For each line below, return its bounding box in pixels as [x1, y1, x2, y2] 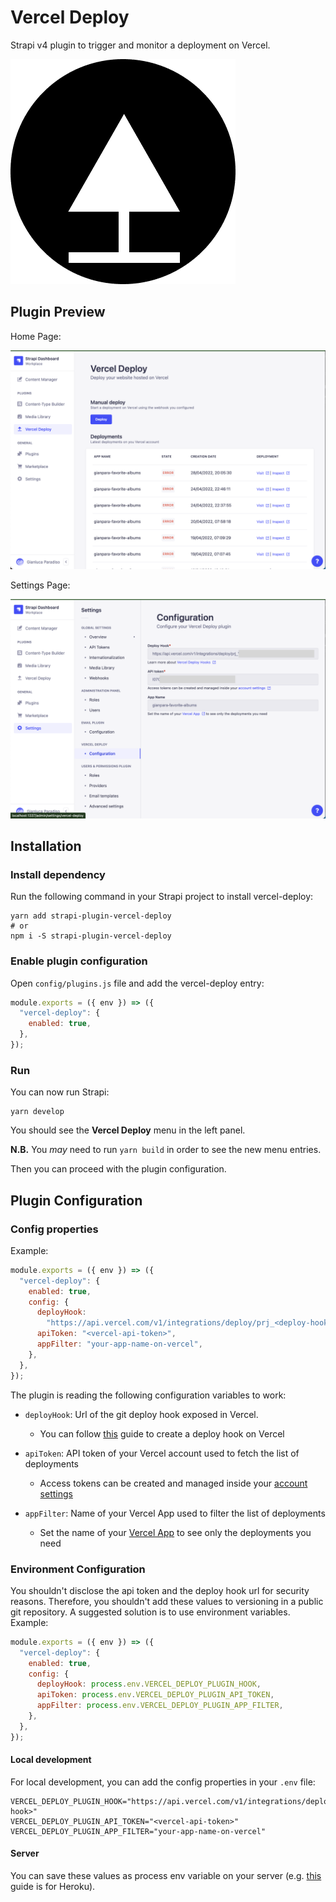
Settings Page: [10, 579, 71, 591]
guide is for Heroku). [10, 1881, 96, 1893]
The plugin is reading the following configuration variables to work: [10, 1389, 287, 1401]
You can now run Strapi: [10, 1086, 110, 1098]
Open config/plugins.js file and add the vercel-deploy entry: [10, 977, 265, 989]
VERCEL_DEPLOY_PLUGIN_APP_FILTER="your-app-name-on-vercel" [10, 1826, 267, 1836]
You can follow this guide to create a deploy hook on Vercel [39, 1427, 285, 1440]
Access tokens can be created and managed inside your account [39, 1477, 308, 1489]
